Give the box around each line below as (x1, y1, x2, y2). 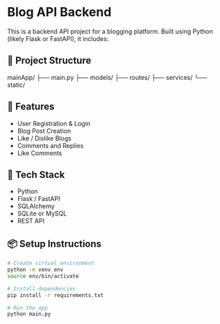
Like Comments (17, 149, 62, 157)
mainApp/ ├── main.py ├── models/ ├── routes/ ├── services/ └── (7, 73, 208, 81)
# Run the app (7, 304, 49, 311)
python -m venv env (7, 266, 64, 273)
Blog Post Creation (17, 127, 71, 135)
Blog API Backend (7, 4, 112, 20)
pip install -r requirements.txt (7, 291, 104, 299)
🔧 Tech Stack (7, 168, 65, 181)
